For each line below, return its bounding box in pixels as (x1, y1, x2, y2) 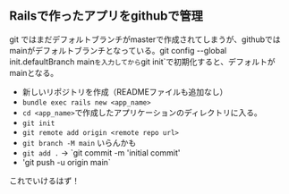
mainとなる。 (9, 67, 59, 78)
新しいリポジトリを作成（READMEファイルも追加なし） (21, 86, 228, 97)
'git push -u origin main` (21, 156, 112, 167)
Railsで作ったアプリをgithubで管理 (9, 8, 204, 24)
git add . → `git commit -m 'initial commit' (21, 147, 181, 158)
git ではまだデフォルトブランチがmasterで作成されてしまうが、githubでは (9, 34, 281, 45)
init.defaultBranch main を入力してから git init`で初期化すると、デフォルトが (9, 56, 276, 67)
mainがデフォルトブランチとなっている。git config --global (9, 45, 227, 55)
